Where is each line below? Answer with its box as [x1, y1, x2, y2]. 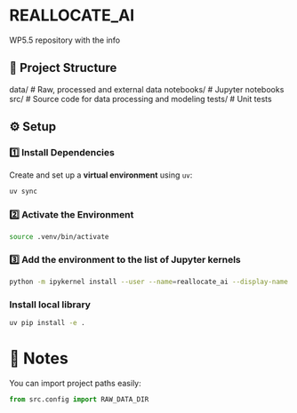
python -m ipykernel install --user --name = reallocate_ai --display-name [9, 277, 289, 286]
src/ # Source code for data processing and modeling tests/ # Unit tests [9, 93, 273, 104]
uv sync [9, 187, 38, 196]
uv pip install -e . [9, 318, 86, 327]
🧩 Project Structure [9, 60, 117, 75]
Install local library [9, 298, 92, 311]
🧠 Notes [9, 348, 68, 369]
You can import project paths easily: [9, 377, 142, 388]
